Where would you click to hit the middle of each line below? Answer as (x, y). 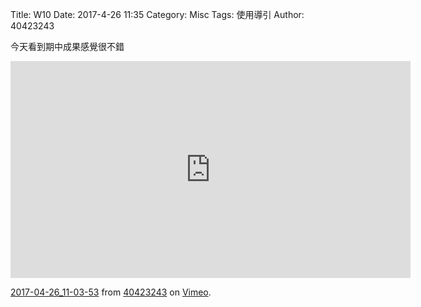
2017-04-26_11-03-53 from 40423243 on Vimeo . (111, 292)
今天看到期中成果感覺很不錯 (67, 46)
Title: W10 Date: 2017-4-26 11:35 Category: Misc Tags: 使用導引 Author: (157, 14)
